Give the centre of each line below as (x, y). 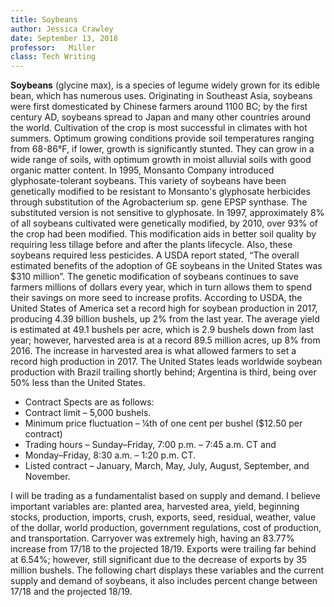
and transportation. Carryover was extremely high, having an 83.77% (152, 538)
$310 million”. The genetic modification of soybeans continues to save (154, 277)
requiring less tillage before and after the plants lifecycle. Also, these (151, 245)
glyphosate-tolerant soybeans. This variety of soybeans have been (148, 181)
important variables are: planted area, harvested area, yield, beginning (155, 507)
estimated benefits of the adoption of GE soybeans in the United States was (166, 266)
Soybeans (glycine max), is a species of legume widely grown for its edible (165, 85)
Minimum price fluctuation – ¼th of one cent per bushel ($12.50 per (163, 423)
